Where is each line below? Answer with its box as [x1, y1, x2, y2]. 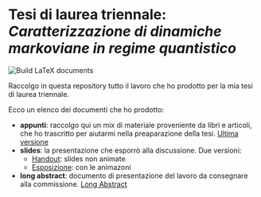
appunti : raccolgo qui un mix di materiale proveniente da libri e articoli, [19, 120, 252, 129]
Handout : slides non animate [31, 153, 126, 164]
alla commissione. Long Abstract [19, 179, 127, 188]
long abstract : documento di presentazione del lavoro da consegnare [19, 171, 248, 180]
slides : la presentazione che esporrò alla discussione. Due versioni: [19, 145, 242, 155]
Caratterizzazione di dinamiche [8, 22, 222, 41]
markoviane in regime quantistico [8, 40, 237, 57]
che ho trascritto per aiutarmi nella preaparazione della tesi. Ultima [19, 129, 239, 138]
